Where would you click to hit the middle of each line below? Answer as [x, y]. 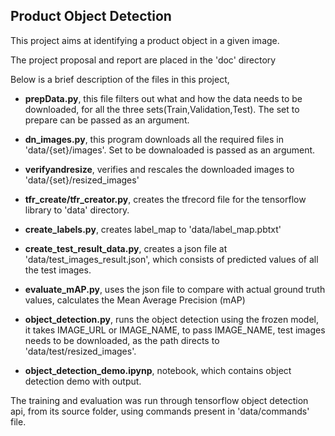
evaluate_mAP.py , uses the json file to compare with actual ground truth [175, 289]
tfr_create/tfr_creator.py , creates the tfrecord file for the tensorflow [165, 199]
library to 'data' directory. [77, 210]
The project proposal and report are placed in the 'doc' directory [143, 60]
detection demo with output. [83, 381]
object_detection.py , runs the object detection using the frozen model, [171, 319]
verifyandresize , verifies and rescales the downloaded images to [159, 169]
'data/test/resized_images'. [80, 351]
